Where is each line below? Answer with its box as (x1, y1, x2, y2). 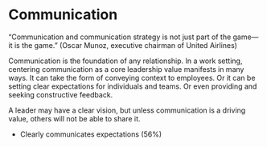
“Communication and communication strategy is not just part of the (8, 32, 232, 42)
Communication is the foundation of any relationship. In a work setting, (8, 56, 243, 66)
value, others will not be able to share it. (8, 113, 141, 123)
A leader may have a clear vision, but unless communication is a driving (8, 105, 246, 115)
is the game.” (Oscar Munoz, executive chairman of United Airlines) (14, 40, 237, 50)
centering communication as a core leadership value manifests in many (8, 64, 244, 73)
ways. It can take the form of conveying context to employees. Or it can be (8, 73, 256, 82)
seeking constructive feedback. (8, 89, 113, 99)
